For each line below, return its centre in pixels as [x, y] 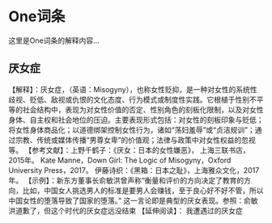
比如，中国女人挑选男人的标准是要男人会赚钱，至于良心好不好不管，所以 [143, 190]
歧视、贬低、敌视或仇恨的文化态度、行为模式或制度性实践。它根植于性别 [129, 99]
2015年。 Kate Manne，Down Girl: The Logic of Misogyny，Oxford [120, 160]
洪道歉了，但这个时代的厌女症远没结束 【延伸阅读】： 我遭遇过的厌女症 [125, 210]
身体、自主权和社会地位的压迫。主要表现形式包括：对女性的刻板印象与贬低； [136, 120]
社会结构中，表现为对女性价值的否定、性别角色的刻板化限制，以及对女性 [143, 109]
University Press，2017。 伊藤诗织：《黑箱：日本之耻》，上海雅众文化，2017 [134, 170]
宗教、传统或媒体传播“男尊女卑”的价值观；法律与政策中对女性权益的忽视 [136, 140]
